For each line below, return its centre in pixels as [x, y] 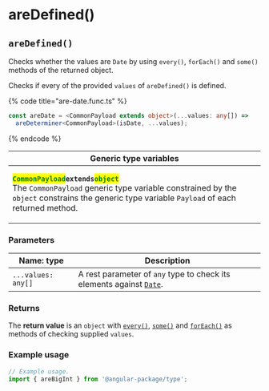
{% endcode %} [35, 139]
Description [167, 260]
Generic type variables [134, 158]
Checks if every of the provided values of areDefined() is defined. [117, 85]
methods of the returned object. [61, 70]
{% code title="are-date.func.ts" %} [68, 101]
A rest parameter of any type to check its [154, 274]
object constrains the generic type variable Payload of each [124, 198]
